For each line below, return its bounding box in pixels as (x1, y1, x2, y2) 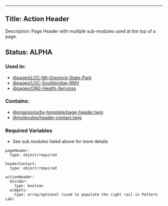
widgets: (9, 188, 28, 193)
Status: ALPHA (5, 48, 52, 57)
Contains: (5, 97, 30, 105)
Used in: (5, 63, 26, 70)
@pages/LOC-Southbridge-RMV (12, 80, 79, 86)
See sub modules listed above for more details (12, 139, 108, 145)
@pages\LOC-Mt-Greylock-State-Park (12, 74, 92, 80)
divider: (9, 179, 28, 184)
